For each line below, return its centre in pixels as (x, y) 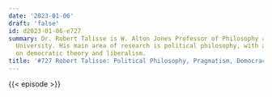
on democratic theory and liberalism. (81, 53)
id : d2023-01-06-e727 (45, 31)
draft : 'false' (34, 23)
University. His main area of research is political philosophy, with (137, 46)
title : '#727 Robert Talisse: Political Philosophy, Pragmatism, (121, 61)
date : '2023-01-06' (41, 16)
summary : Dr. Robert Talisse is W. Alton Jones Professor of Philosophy (134, 38)
